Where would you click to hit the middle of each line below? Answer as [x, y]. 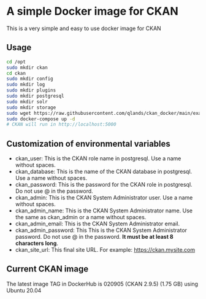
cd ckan [16, 73]
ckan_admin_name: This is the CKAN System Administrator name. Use [104, 211]
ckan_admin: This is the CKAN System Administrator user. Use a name [104, 198]
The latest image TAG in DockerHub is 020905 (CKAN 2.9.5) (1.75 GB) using [102, 284]
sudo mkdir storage [31, 107]
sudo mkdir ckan [27, 68]
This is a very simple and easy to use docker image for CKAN [84, 28]
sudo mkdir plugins [31, 90]
